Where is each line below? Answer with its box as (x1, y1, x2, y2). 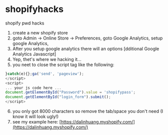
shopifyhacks (5, 3, 64, 15)
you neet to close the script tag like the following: (12, 61, 114, 67)
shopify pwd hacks (5, 20, 45, 26)
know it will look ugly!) (12, 113, 59, 119)
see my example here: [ (12, 119, 61, 125)
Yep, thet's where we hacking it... (12, 56, 82, 62)
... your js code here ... (5, 85, 62, 90)
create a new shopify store (12, 29, 68, 35)
